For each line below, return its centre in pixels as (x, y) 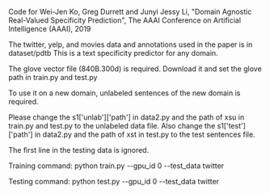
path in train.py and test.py (53, 77)
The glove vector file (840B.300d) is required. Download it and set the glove (135, 69)
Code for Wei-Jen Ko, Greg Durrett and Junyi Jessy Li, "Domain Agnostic (130, 12)
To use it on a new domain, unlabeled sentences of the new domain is (124, 93)
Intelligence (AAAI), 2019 (50, 29)
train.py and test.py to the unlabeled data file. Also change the (112, 126)
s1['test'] (232, 126)
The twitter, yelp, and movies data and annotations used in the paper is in (131, 44)
